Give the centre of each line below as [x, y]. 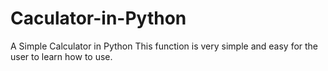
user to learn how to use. [61, 56]
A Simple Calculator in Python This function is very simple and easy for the [164, 46]
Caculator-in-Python [98, 18]
